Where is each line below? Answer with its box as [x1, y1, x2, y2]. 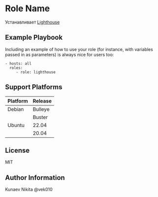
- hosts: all [5, 61, 32, 66]
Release [32, 98, 52, 104]
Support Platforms [5, 83, 63, 91]
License [5, 146, 30, 154]
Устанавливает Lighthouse [5, 19, 60, 25]
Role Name [5, 3, 50, 14]
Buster [32, 114, 48, 121]
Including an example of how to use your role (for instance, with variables [5, 46, 153, 52]
